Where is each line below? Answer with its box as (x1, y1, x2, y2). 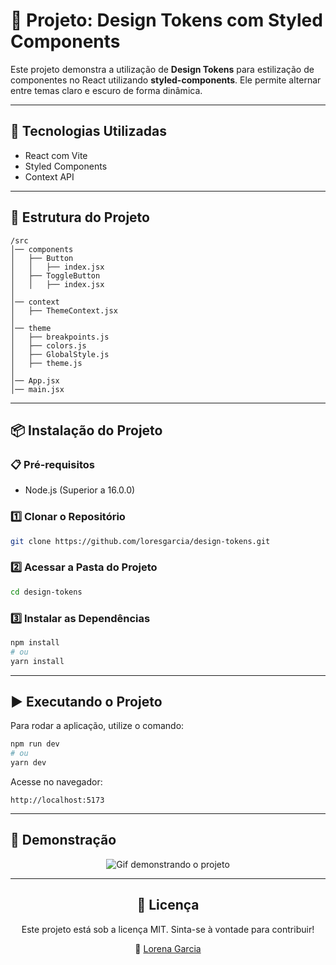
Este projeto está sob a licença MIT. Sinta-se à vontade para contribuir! (21, 923, 315, 935)
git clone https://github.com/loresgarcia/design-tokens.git (10, 536, 271, 546)
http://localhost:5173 (10, 795, 105, 805)
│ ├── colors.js (10, 340, 87, 351)
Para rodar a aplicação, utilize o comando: (10, 720, 185, 732)
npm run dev (10, 739, 60, 749)
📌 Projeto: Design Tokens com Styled (10, 9, 323, 32)
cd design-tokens (10, 587, 83, 597)
